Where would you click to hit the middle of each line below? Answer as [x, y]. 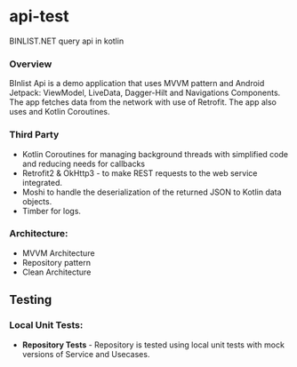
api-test [39, 16]
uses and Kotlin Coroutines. [60, 112]
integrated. [42, 182]
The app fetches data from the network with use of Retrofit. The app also [143, 102]
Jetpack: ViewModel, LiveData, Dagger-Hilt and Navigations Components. [145, 93]
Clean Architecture [56, 272]
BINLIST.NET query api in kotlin [67, 41]
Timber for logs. [52, 211]
